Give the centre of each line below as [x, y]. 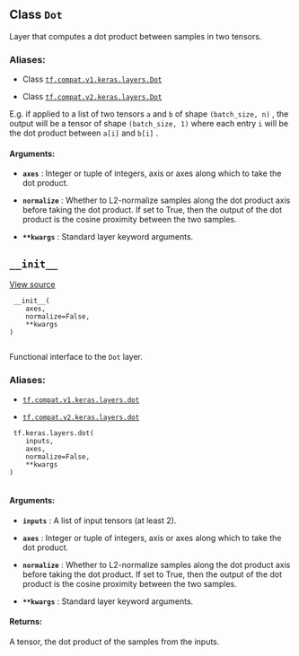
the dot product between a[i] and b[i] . [84, 133]
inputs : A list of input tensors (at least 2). [99, 520]
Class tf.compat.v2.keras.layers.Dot [92, 97]
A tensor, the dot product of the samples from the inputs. [114, 642]
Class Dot [36, 15]
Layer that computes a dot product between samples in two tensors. [136, 36]
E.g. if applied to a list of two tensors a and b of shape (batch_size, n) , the [149, 114]
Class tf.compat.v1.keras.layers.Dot [92, 79]
